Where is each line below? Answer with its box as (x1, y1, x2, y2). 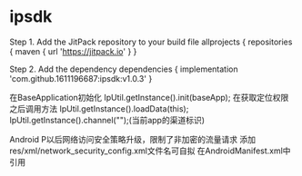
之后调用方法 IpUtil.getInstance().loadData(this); (9, 103, 189, 114)
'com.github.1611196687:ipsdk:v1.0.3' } (9, 73, 153, 83)
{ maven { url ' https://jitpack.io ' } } (9, 45, 137, 56)
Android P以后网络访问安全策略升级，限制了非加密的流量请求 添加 (9, 133, 257, 144)
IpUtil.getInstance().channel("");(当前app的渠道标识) (9, 114, 206, 125)
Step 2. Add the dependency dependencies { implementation (9, 64, 238, 74)
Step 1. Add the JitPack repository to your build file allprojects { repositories (9, 36, 293, 47)
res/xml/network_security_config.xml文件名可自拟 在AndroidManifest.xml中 (9, 145, 291, 156)
